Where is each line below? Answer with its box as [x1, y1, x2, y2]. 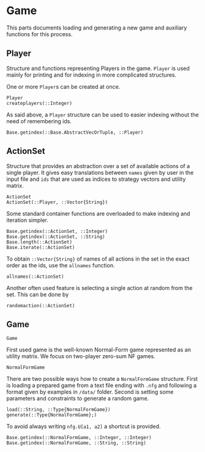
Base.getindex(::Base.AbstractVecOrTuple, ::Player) [6, 129, 144, 136]
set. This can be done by [6, 291, 69, 298]
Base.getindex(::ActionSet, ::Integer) [6, 228, 108, 234]
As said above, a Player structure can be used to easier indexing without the [6, 111, 199, 118]
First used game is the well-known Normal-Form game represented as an [6, 346, 192, 353]
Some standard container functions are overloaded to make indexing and [6, 210, 191, 217]
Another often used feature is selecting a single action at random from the [6, 284, 193, 291]
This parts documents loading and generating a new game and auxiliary [6, 24, 187, 31]
